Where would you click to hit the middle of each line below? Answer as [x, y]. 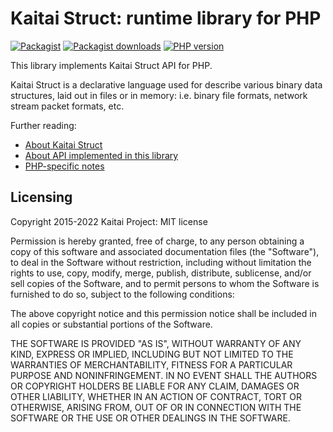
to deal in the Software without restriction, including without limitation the [161, 262]
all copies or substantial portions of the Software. [111, 324]
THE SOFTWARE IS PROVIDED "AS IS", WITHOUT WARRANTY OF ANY [156, 343]
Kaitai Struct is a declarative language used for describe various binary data [166, 84]
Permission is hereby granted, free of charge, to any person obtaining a [157, 241]
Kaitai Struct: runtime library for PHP [166, 18]
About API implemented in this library [101, 155]
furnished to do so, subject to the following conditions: [122, 294]
